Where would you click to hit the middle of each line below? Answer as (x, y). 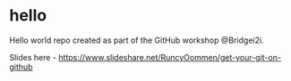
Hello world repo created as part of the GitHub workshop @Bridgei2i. (137, 40)
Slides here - (33, 57)
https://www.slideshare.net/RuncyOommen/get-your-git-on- (170, 57)
